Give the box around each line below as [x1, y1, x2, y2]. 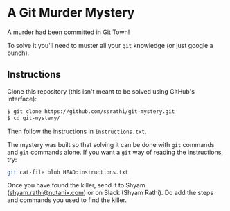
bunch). [7, 49, 30, 57]
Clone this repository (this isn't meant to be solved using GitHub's [7, 87, 195, 95]
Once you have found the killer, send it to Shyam [7, 181, 145, 189]
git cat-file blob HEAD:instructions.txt [7, 169, 129, 176]
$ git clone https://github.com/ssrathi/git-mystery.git [7, 108, 175, 115]
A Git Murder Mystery [7, 5, 135, 21]
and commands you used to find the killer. [7, 196, 127, 204]
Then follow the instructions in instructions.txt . [7, 127, 147, 135]
